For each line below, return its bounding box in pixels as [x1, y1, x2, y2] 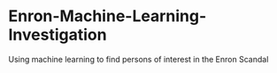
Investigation [8, 25, 107, 45]
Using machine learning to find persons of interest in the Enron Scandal [8, 54, 269, 64]
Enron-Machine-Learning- [8, 6, 207, 26]
